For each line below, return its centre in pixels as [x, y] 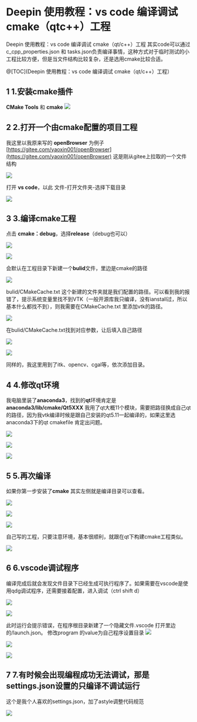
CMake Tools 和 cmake [35, 107]
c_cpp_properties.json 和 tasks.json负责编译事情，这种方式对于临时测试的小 [98, 51]
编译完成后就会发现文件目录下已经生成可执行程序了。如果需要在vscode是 [95, 583]
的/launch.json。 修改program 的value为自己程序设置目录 [75, 633]
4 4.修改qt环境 [33, 385]
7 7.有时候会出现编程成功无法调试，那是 [78, 675]
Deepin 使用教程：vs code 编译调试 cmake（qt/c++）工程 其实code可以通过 [98, 44]
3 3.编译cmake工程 [41, 218]
